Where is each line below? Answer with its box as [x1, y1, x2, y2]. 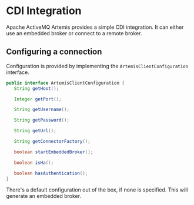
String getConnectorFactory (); [14, 139, 91, 144]
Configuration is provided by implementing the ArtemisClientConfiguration [6, 62, 189, 69]
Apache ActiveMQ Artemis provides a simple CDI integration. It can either [6, 23, 184, 31]
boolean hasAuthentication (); [14, 170, 88, 176]
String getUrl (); [14, 128, 57, 134]
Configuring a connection [6, 47, 102, 57]
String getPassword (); [14, 117, 69, 123]
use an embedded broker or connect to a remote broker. [6, 29, 142, 36]
